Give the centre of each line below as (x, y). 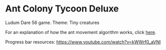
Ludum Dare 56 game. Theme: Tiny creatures (52, 22)
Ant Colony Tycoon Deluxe (62, 9)
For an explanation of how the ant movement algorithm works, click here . (81, 32)
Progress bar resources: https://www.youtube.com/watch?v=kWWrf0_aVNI (83, 42)
